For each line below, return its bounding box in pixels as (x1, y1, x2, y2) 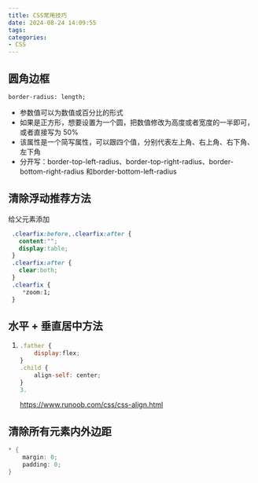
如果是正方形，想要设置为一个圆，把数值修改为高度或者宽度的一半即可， (19, 117, 254, 126)
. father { (19, 342, 53, 350)
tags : (8, 26, 26, 34)
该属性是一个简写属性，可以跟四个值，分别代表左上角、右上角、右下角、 (19, 137, 254, 146)
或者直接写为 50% (19, 127, 79, 137)
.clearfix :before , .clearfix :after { (11, 229, 132, 238)
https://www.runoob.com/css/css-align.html (19, 400, 164, 409)
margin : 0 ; (22, 453, 58, 462)
